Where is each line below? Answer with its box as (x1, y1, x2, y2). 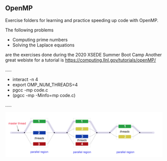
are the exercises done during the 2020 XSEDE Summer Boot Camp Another (5, 51, 162, 57)
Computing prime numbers (12, 36, 68, 42)
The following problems (5, 27, 54, 33)
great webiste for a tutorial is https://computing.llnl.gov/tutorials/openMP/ (5, 57, 156, 63)
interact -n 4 (12, 76, 38, 82)
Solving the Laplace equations (12, 42, 75, 48)
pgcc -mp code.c (12, 87, 48, 93)
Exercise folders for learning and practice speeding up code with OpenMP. (5, 17, 159, 23)
